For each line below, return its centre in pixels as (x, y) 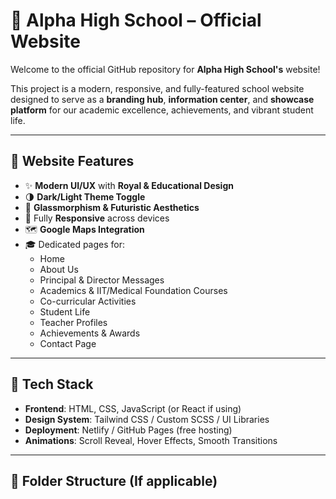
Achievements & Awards (90, 333)
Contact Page (68, 343)
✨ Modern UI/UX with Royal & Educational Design (129, 185)
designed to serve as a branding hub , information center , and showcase (162, 99)
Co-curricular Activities (88, 301)
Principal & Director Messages (102, 280)
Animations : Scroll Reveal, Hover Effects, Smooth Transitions (151, 440)
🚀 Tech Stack (52, 384)
